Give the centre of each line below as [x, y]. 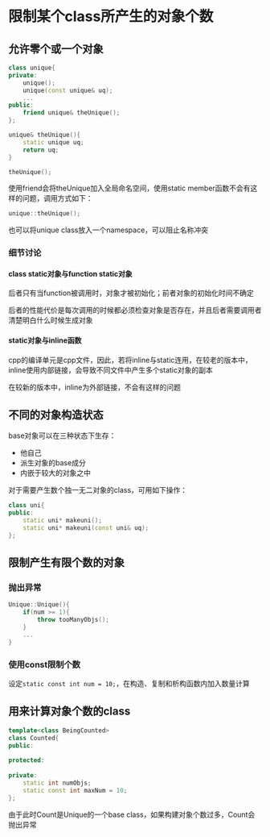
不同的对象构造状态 [56, 415]
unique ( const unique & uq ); [68, 90]
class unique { [32, 68]
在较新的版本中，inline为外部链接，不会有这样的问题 [94, 387]
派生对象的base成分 [53, 463]
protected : [27, 760]
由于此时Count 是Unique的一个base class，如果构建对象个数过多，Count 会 [132, 814]
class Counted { [34, 738]
